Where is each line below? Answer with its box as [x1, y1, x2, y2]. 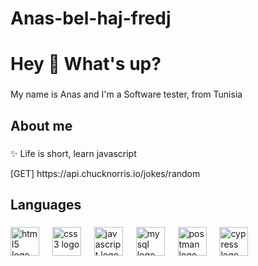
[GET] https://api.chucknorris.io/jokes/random [10, 167, 201, 179]
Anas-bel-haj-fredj [10, 7, 172, 30]
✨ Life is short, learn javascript [10, 147, 137, 159]
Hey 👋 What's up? [10, 53, 162, 76]
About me [10, 117, 73, 134]
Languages [10, 197, 82, 213]
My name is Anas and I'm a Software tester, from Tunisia [10, 88, 243, 101]
